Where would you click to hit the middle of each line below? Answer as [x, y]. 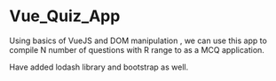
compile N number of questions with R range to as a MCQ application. [137, 49]
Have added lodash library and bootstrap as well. [99, 67]
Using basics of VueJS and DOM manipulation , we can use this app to [138, 40]
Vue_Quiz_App [65, 16]
